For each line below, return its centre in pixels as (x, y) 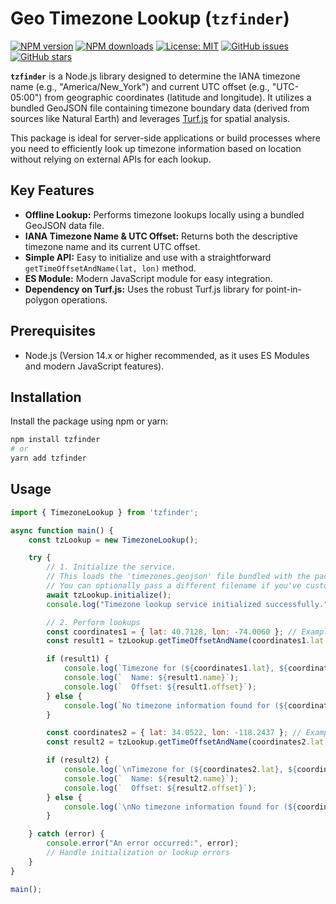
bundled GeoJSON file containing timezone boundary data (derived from (160, 108)
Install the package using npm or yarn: (89, 421)
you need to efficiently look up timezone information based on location (156, 148)
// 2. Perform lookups (93, 622)
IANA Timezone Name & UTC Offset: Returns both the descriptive (161, 236)
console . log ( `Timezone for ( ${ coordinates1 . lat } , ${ (175, 668)
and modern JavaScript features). (94, 366)
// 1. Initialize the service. (111, 567)
